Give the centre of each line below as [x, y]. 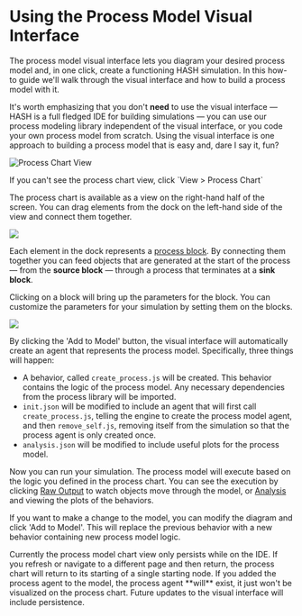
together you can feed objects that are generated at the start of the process [150, 260]
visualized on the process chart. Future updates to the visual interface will [146, 593]
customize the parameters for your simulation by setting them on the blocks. [151, 306]
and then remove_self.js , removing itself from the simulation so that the [156, 425]
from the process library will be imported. [99, 396]
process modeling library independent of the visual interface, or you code [146, 126]
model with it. [35, 89]
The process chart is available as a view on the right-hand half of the [137, 197]
